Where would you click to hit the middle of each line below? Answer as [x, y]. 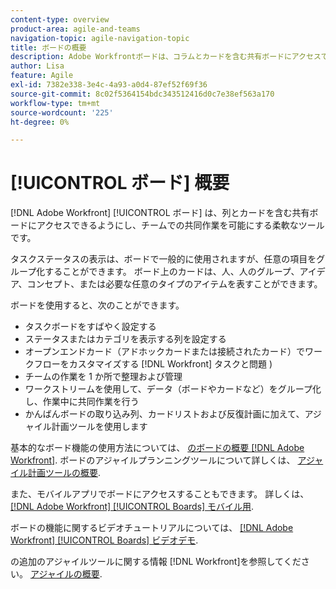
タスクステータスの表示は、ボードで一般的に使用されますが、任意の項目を [163, 259]
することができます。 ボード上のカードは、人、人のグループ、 [172, 272]
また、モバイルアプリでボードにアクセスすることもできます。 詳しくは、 [160, 494]
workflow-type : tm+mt [55, 103]
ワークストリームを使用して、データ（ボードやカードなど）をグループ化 [173, 389]
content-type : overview [60, 19]
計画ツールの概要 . [64, 473]
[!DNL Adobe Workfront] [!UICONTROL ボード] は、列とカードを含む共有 [160, 213]
